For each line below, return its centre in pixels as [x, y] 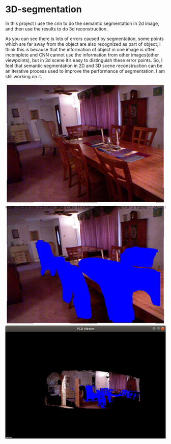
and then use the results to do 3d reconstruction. [56, 28]
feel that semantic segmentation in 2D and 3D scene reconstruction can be [84, 66]
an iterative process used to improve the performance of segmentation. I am [85, 71]
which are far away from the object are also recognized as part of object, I [83, 44]
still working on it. [24, 76]
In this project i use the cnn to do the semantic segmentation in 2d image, [82, 23]
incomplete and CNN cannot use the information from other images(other [82, 55]
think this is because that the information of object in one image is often [80, 49]
